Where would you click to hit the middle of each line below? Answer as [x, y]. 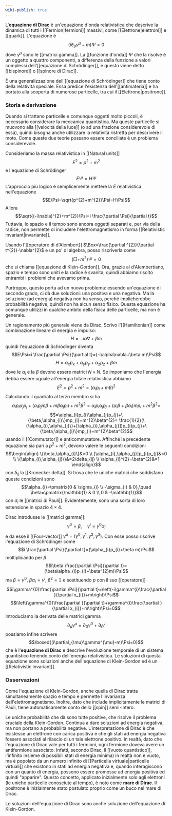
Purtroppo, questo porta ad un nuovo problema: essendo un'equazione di [83, 288]
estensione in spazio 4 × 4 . [34, 507]
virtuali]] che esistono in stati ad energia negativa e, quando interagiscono [84, 766]
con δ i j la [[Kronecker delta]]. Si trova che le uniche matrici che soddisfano [84, 473]
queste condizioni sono [30, 479]
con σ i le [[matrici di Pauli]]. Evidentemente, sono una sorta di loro [75, 501]
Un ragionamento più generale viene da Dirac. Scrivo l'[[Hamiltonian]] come [85, 325]
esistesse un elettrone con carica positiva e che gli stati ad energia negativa [85, 734]
